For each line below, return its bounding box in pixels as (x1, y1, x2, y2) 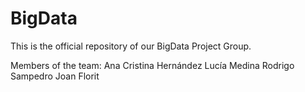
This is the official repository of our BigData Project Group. (10, 40, 252, 52)
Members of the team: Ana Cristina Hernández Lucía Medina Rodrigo (10, 59, 295, 71)
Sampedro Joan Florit (10, 70, 100, 82)
